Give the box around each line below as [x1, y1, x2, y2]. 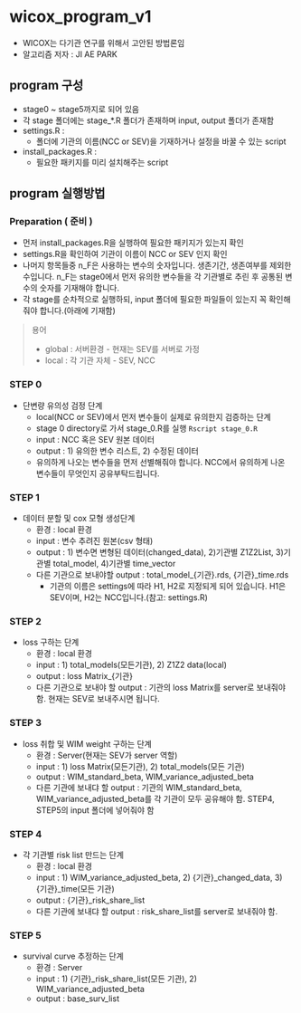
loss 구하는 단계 [22, 636, 80, 648]
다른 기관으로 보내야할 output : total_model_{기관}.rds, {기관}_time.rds [35, 569, 289, 580]
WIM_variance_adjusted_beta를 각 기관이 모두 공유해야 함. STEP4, [35, 793, 276, 804]
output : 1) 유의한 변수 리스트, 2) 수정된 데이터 [35, 445, 199, 456]
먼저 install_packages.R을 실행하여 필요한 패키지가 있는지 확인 [22, 237, 244, 248]
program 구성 [9, 78, 84, 93]
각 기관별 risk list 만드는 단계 [22, 849, 125, 860]
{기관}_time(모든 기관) [35, 883, 115, 894]
